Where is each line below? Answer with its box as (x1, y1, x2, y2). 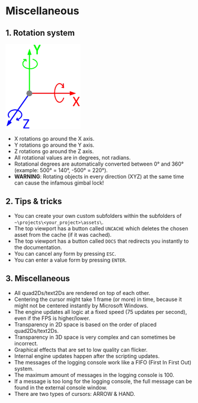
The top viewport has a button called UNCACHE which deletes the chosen (14, 224, 189, 232)
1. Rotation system (5, 28, 75, 38)
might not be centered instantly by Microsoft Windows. (14, 302, 149, 309)
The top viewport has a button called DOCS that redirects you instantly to (14, 237, 189, 245)
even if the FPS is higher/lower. (14, 315, 90, 322)
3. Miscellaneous (5, 274, 71, 284)
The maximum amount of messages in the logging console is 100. (14, 371, 174, 378)
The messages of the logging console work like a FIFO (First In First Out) (14, 358, 192, 366)
